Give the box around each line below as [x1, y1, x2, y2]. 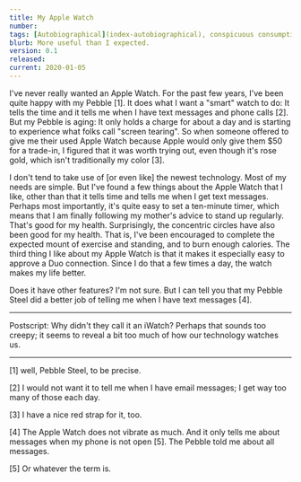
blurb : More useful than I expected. [9, 38, 150, 48]
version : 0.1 [9, 47, 58, 56]
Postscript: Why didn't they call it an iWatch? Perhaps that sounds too [9, 320, 267, 330]
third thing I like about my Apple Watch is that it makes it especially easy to [9, 248, 285, 259]
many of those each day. [9, 391, 101, 402]
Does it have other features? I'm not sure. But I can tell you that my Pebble [9, 285, 284, 295]
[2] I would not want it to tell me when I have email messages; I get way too [9, 382, 287, 393]
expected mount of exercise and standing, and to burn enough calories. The [9, 239, 290, 250]
